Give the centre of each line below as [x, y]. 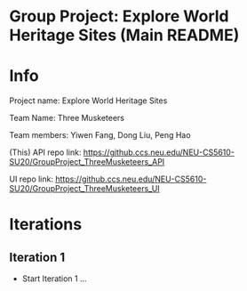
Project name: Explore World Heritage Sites [88, 101]
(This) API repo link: [45, 152]
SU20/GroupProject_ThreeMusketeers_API [87, 162]
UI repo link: [31, 179]
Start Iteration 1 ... [54, 279]
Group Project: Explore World [119, 16]
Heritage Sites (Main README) [124, 35]
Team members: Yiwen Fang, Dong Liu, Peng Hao [100, 135]
